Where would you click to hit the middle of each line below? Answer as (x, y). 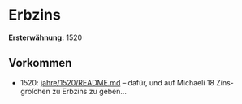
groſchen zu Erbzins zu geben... (73, 91)
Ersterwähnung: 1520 (45, 37)
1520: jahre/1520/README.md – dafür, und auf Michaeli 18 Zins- (127, 82)
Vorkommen (40, 63)
